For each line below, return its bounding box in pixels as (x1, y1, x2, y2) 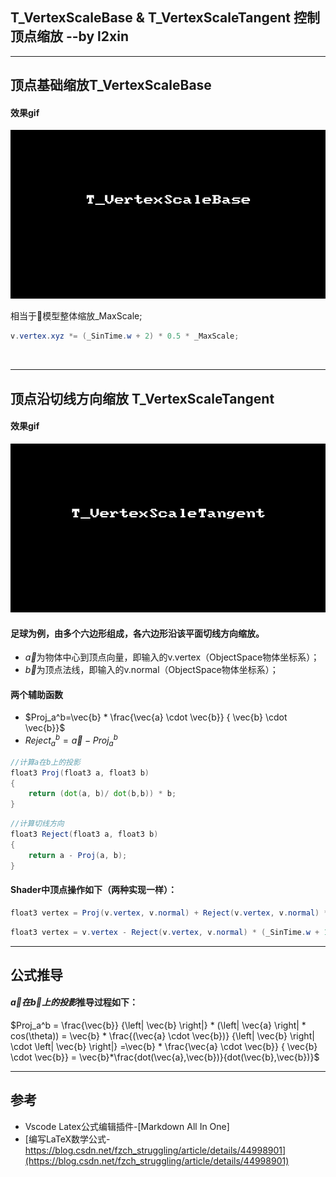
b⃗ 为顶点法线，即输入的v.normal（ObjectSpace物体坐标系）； (24, 664, 279, 676)
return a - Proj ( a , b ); (28, 850, 128, 860)
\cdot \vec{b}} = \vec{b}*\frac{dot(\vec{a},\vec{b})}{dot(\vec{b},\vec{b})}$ (10, 1051, 320, 1063)
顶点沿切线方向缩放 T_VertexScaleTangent (10, 390, 275, 407)
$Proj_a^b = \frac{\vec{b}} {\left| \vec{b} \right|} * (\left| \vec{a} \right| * (10, 1019, 307, 1032)
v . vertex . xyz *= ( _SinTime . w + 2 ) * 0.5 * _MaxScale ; (10, 331, 240, 342)
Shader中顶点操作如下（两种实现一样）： (10, 884, 177, 896)
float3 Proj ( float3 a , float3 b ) (10, 768, 150, 778)
